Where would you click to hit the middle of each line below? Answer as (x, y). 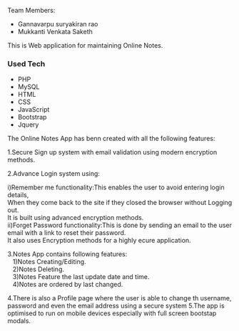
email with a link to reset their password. (67, 233)
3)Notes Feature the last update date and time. (81, 277)
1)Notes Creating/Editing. (50, 262)
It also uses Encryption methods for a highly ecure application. (99, 241)
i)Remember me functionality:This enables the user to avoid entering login (116, 187)
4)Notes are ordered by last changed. (68, 285)
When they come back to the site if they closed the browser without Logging (120, 203)
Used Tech (26, 63)
